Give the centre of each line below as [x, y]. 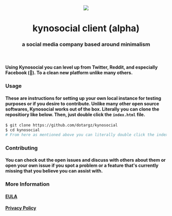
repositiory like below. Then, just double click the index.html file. [75, 114]
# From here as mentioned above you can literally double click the [80, 135]
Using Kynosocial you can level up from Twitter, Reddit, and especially [81, 67]
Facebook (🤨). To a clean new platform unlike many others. [69, 73]
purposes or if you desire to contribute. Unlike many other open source [82, 103]
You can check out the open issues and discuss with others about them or [85, 160]
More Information [27, 184]
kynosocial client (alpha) [86, 28]
